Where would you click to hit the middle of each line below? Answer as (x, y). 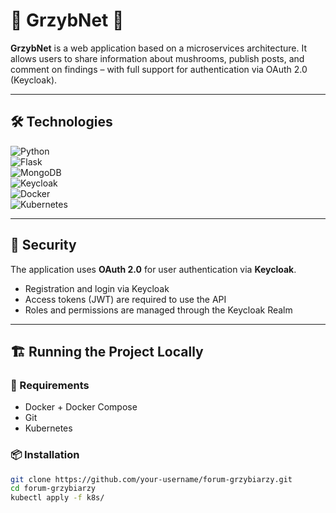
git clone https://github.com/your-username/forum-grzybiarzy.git (151, 479)
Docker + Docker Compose (81, 407)
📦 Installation (45, 455)
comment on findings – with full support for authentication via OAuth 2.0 (159, 69)
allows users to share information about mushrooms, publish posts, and (157, 58)
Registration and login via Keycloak (97, 288)
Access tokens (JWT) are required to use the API (125, 299)
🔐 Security (43, 245)
